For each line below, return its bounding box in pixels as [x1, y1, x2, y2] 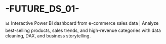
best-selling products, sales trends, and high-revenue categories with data [5, 27, 161, 33]
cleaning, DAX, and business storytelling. [5, 32, 91, 38]
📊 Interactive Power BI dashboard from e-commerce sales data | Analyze [5, 20, 159, 26]
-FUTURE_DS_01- [5, 3, 79, 15]
